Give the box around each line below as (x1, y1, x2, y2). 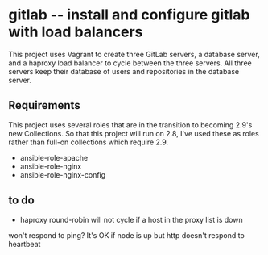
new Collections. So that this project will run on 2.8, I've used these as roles (8, 128, 259, 138)
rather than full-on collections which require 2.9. (8, 137, 169, 147)
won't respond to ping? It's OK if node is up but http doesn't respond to (8, 230, 245, 240)
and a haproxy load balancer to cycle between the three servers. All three (8, 58, 252, 68)
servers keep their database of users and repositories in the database (8, 66, 240, 76)
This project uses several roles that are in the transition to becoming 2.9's (8, 119, 253, 130)
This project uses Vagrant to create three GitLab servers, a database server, (8, 49, 260, 59)
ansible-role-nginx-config (19, 169, 106, 179)
